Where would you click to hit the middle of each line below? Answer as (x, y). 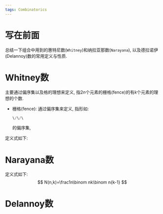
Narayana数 (29, 160)
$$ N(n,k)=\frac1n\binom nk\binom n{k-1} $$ (82, 182)
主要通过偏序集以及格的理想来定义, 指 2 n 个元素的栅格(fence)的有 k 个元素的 (80, 92)
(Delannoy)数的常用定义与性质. (36, 56)
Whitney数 (27, 78)
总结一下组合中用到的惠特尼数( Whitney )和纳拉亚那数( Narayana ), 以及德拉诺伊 (81, 50)
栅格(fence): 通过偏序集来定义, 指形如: (50, 109)
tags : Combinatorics (26, 10)
